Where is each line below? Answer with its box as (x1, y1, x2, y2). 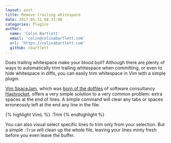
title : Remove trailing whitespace (5, 12, 81, 17)
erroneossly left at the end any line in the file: (5, 101, 100, 107)
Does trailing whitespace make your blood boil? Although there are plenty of (5, 59, 165, 65)
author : (5, 26, 22, 32)
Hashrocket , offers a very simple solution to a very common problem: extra (5, 91, 162, 97)
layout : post (5, 7, 33, 13)
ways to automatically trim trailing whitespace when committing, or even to (5, 65, 162, 71)
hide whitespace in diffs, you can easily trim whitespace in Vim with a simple (5, 70, 166, 76)
